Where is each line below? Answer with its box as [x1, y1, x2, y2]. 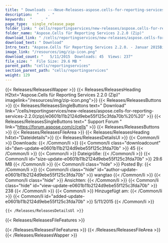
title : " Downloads [5, 7, 46, 13]
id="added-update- [44, 193, 85, 199]
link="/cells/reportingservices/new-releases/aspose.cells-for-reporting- [5, 107, 154, 113]
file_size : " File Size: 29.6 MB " [5, 59, 81, 64]
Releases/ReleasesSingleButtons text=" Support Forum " [5, 118, 122, 125]
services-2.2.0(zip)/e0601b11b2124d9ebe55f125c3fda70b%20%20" [5, 113, 146, 119]
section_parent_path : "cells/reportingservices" [5, 68, 108, 73]
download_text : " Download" [5, 40, 64, 45]
